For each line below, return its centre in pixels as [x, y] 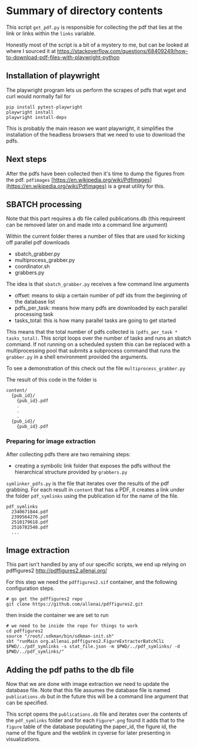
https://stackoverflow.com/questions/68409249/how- [122, 51]
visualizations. [24, 739]
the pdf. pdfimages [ [30, 180]
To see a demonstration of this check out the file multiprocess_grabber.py [96, 368]
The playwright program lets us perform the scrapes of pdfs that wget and [96, 90]
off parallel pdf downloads [38, 243]
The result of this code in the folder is [51, 380]
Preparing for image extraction [51, 441]
